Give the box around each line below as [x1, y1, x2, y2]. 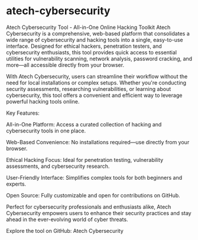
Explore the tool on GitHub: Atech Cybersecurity [6, 227, 124, 234]
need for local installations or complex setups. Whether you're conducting [6, 79, 187, 86]
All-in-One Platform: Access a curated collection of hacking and [6, 121, 162, 128]
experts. [6, 180, 27, 187]
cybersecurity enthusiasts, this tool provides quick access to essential [6, 48, 177, 56]
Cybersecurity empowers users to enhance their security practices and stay [6, 209, 191, 216]
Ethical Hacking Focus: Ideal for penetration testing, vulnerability [6, 156, 164, 163]
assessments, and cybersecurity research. [6, 163, 110, 170]
